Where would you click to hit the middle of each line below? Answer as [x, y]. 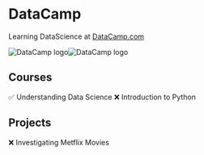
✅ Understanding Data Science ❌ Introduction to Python [102, 97]
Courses [30, 77]
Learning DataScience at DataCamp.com [76, 36]
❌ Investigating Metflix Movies [59, 142]
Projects [30, 123]
